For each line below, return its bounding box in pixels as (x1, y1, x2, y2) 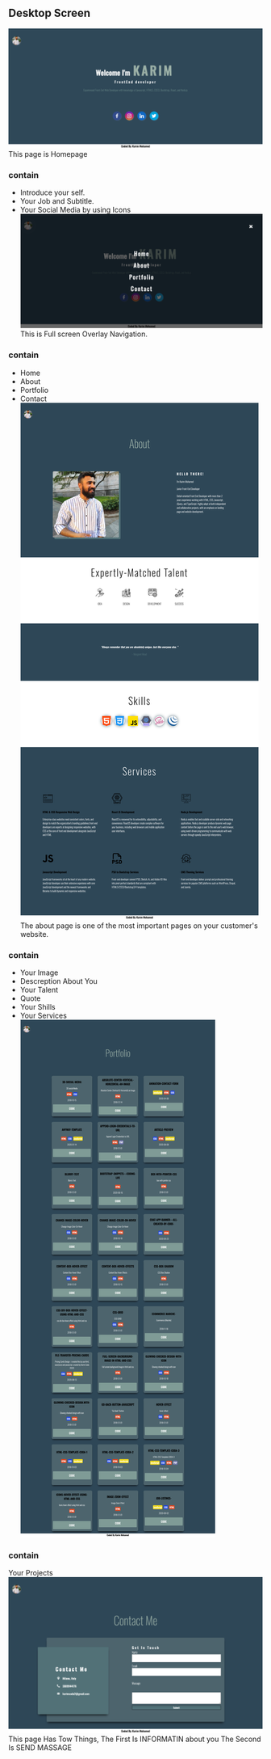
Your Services (19, 1010, 67, 1020)
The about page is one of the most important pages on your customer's (19, 921, 258, 930)
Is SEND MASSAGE (8, 1742, 73, 1753)
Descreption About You (19, 976, 98, 985)
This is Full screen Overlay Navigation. (19, 329, 148, 339)
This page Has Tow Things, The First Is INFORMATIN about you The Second (8, 1734, 261, 1744)
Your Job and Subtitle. (19, 196, 94, 206)
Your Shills (19, 1002, 56, 1011)
